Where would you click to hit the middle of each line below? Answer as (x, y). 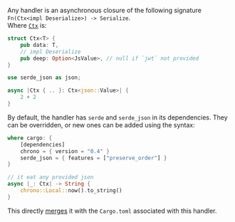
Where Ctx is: (27, 25)
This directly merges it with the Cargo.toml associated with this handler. (112, 211)
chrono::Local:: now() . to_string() (71, 191)
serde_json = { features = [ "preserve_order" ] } (94, 158)
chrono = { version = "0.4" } (65, 151)
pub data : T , (40, 45)
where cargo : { (30, 138)
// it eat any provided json (51, 177)
